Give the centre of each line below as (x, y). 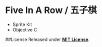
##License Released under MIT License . (47, 39)
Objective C (25, 29)
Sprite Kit (22, 24)
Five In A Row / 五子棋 (51, 10)
